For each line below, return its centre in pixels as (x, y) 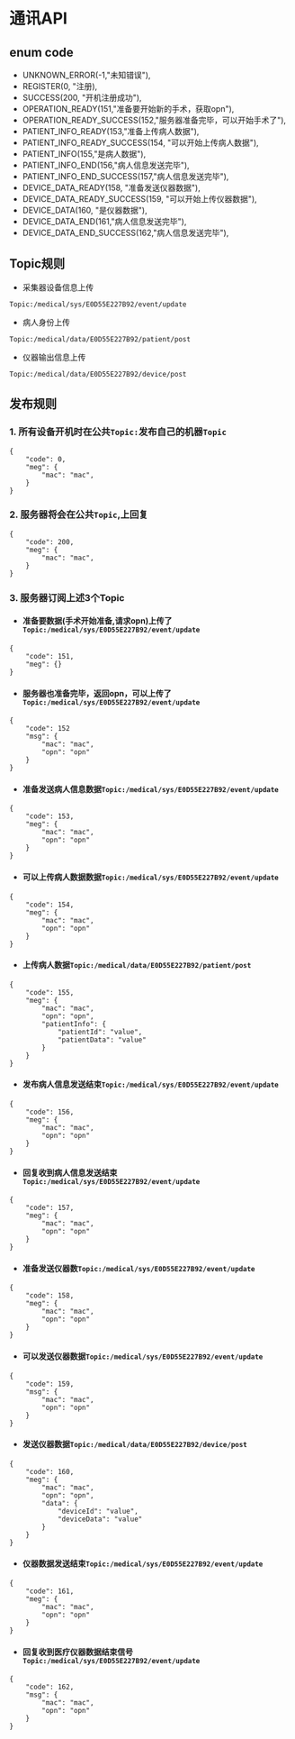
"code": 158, (50, 1296)
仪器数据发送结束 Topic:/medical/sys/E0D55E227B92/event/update (143, 1563)
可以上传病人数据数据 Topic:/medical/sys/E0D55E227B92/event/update (150, 877)
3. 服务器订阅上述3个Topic (67, 597)
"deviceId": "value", (98, 1511)
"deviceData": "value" (100, 1519)
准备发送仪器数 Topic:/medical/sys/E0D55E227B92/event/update (139, 1268)
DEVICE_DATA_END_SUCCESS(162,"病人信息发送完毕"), (125, 232)
